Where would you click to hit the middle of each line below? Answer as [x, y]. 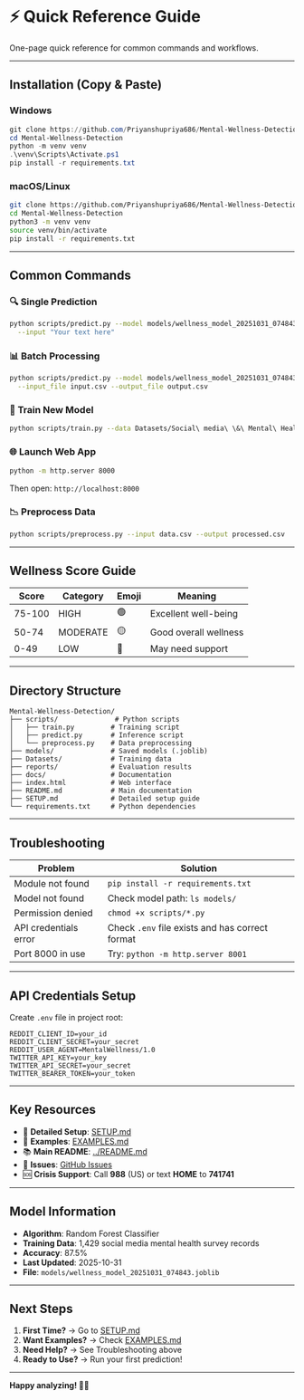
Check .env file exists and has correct [188, 928]
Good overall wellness [197, 632]
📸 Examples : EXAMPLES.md [76, 1141]
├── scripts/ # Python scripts [95, 720]
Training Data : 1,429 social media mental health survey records [141, 1243]
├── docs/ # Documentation [90, 775]
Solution [199, 868]
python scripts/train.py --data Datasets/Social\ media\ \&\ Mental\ [143, 429]
